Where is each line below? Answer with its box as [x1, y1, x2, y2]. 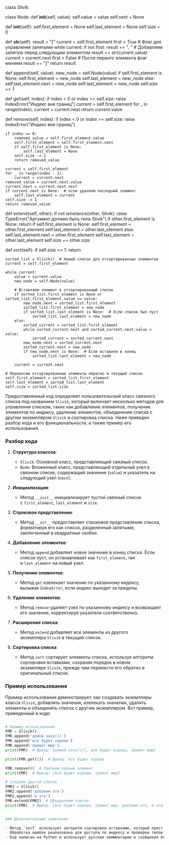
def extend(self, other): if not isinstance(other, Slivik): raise [5, 211, 127, 216]
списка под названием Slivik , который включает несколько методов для [5, 398, 164, 404]
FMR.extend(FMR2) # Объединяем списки [5, 798, 89, 803]
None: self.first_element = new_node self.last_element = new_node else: [5, 75, 155, 81]
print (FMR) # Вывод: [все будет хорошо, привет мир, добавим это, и [5, 803, 154, 808]
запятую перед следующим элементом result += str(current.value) [5, 50, 148, 55]
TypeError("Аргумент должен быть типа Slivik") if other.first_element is [5, 216, 155, 222]
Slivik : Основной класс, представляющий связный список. [20, 459, 149, 465]
